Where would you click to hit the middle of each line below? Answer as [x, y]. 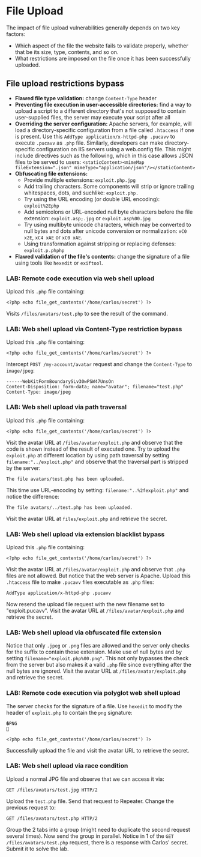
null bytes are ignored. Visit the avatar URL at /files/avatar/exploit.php [96, 671]
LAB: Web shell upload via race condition [67, 766]
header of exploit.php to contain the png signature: [70, 712]
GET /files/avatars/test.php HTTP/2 [52, 818]
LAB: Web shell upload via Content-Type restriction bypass [94, 329]
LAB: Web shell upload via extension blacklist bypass [85, 534]
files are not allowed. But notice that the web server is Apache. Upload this [98, 576]
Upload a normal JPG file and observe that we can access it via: [85, 779]
